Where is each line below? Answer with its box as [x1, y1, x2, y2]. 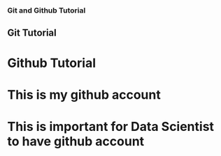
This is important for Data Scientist [7, 118, 215, 134]
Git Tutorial [7, 27, 57, 39]
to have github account [7, 133, 145, 149]
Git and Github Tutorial [7, 6, 86, 15]
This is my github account [7, 86, 161, 102]
